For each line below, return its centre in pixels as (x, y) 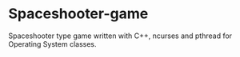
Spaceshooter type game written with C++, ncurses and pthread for (120, 36)
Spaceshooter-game (78, 14)
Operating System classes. (52, 44)
